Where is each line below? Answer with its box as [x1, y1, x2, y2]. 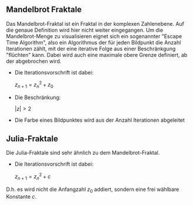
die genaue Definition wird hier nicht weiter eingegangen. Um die [6, 26, 163, 33]
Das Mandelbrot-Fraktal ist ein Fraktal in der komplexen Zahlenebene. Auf [6, 20, 185, 27]
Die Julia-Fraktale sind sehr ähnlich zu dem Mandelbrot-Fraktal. [6, 149, 160, 156]
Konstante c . [6, 193, 37, 200]
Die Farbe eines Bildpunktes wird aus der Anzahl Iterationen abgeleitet [14, 117, 185, 124]
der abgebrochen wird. [6, 57, 62, 64]
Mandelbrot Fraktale [6, 5, 82, 15]
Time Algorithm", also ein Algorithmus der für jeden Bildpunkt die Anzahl [6, 39, 181, 46]
